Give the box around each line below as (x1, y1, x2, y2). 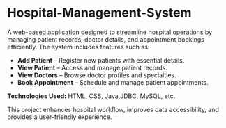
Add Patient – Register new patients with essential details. (17, 56, 185, 64)
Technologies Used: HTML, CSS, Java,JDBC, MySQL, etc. (7, 92, 176, 100)
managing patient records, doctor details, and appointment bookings (7, 35, 204, 43)
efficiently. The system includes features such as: (7, 42, 150, 51)
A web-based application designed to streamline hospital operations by (7, 28, 213, 36)
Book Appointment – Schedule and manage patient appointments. (17, 78, 209, 86)
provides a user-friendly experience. (7, 113, 112, 121)
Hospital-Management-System (7, 5, 192, 21)
